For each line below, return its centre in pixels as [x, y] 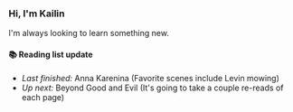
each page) [43, 97]
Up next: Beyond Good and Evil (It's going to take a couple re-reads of [152, 88]
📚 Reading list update [51, 54]
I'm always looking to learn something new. [89, 33]
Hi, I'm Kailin [37, 14]
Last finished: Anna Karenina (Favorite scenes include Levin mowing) [150, 78]
